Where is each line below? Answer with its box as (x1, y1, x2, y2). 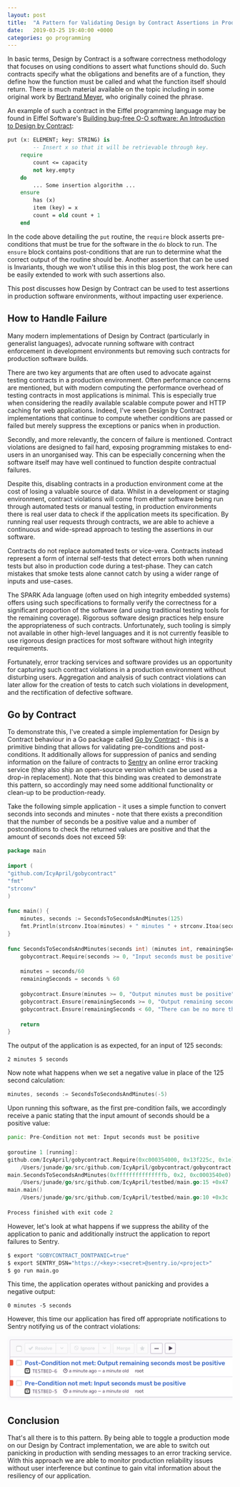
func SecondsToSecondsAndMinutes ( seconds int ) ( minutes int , (7, 945, 194, 952)
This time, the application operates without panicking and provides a (7, 1280, 209, 1288)
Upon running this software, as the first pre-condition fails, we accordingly (7, 1104, 227, 1112)
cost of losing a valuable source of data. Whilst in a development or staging (7, 487, 230, 495)
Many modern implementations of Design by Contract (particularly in (7, 331, 210, 340)
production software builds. (7, 354, 89, 362)
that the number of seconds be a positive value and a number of (7, 817, 196, 826)
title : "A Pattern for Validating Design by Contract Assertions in (7, 19, 219, 26)
